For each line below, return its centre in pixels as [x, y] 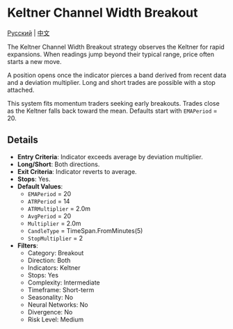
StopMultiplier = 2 [55, 238]
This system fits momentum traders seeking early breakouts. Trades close [114, 103]
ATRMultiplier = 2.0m [59, 208]
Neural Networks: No [58, 305]
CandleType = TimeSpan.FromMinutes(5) [85, 230]
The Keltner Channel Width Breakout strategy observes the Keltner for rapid [116, 47]
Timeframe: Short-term [61, 289]
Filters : [27, 246]
